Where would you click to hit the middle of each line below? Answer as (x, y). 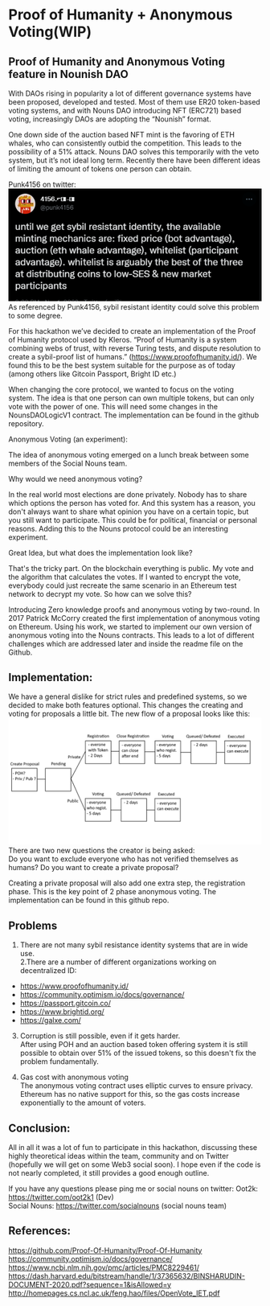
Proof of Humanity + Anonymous (121, 15)
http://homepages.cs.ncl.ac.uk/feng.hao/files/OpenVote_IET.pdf (114, 1293)
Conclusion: (39, 1128)
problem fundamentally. (59, 1062)
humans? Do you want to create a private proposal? (94, 868)
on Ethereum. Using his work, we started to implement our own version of (130, 626)
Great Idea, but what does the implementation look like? (100, 552)
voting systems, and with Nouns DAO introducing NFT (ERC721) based (125, 111)
